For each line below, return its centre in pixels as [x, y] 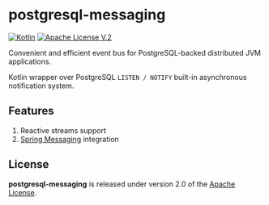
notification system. [41, 86]
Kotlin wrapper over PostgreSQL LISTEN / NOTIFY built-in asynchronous [128, 77]
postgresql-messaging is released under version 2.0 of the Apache [122, 184]
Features [31, 111]
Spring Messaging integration [69, 139]
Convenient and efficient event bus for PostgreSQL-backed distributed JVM [135, 52]
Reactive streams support [63, 130]
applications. [30, 61]
